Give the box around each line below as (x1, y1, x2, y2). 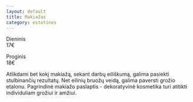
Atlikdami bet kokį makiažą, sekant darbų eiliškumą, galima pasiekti (6, 71, 169, 78)
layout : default (6, 8, 46, 15)
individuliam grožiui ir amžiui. (6, 89, 77, 97)
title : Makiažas (6, 14, 46, 20)
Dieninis (6, 36, 26, 43)
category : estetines (6, 19, 57, 25)
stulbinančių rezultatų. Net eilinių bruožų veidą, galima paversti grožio (6, 77, 176, 84)
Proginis (6, 53, 27, 60)
